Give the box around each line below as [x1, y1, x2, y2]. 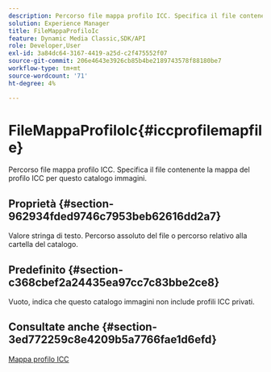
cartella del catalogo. [8, 240, 79, 249]
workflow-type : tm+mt [8, 65, 81, 73]
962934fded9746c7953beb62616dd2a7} [8, 209, 222, 223]
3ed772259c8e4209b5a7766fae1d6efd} [8, 332, 218, 347]
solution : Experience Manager [8, 19, 110, 27]
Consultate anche [8, 320, 100, 334]
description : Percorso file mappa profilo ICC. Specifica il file [8, 11, 236, 20]
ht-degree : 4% [8, 79, 56, 87]
